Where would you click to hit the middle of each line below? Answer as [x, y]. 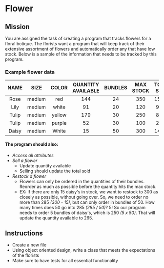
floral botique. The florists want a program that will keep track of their [75, 44]
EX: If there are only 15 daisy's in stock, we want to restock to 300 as [89, 191]
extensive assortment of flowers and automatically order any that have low [80, 49]
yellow [59, 115]
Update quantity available [45, 165]
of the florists [26, 255]
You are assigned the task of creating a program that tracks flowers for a [78, 38]
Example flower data [30, 72]
